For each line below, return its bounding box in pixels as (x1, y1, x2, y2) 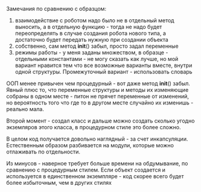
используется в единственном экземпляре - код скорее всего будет (6, 173, 184, 180)
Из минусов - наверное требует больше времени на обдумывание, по (6, 160, 188, 167)
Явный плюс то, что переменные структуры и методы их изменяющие (6, 86, 189, 93)
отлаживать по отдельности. (6, 148, 80, 155)
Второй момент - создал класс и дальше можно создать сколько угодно (6, 117, 195, 124)
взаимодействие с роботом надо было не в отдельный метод (14, 17, 174, 24)
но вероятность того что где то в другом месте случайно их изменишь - (6, 99, 194, 106)
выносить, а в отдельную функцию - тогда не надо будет (14, 24, 162, 30)
